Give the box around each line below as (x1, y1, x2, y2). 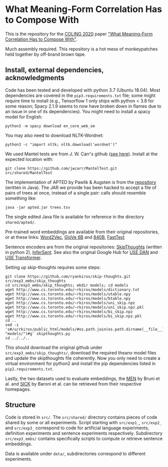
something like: (5, 195, 36, 201)
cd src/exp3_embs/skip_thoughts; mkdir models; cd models (5, 283, 128, 288)
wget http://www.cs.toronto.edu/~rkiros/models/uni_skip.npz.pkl (5, 305, 144, 310)
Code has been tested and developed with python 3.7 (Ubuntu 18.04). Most (5, 87, 160, 93)
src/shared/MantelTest (5, 170, 52, 175)
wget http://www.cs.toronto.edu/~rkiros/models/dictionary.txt (5, 287, 140, 292)
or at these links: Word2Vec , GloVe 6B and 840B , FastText (5, 234, 125, 240)
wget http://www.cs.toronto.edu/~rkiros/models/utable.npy (5, 292, 131, 297)
